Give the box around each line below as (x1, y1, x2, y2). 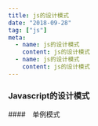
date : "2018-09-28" (8, 19, 72, 27)
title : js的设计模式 (8, 11, 69, 20)
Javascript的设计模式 (8, 90, 90, 101)
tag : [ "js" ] (8, 26, 47, 34)
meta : (8, 33, 26, 42)
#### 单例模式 (8, 109, 60, 119)
